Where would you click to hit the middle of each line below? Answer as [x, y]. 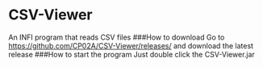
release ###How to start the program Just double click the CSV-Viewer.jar [132, 54]
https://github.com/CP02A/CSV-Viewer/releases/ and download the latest [131, 45]
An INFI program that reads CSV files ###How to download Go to [117, 37]
